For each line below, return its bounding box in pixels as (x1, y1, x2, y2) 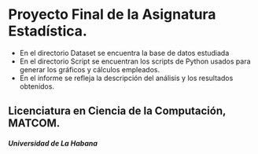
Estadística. (8, 22, 88, 40)
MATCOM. (8, 116, 61, 130)
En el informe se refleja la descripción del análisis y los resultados (19, 73, 234, 82)
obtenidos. (19, 81, 55, 91)
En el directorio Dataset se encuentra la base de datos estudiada (19, 48, 230, 57)
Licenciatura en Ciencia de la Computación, (8, 104, 227, 118)
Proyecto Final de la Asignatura (8, 5, 216, 24)
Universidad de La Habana (8, 138, 98, 148)
